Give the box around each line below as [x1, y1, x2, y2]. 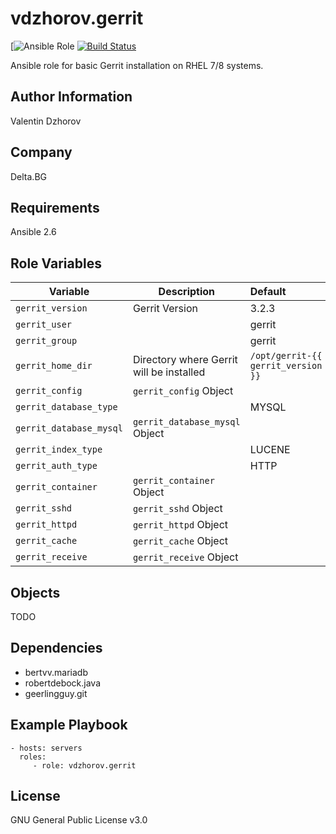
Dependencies [10, 640, 103, 657]
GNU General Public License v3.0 [10, 814, 148, 826]
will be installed [132, 365, 206, 379]
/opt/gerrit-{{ [249, 350, 323, 362]
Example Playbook [10, 717, 128, 734]
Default [249, 285, 287, 299]
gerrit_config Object [132, 384, 234, 398]
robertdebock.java [24, 677, 102, 689]
